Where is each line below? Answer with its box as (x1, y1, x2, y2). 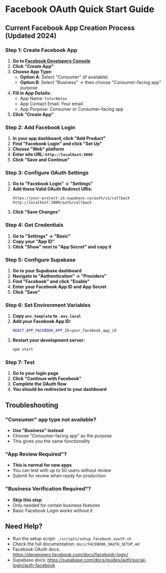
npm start (12, 347, 34, 352)
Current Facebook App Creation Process (5, 24, 135, 32)
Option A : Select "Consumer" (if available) (20, 74, 108, 80)
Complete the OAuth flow (12, 381, 67, 387)
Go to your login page (12, 370, 59, 376)
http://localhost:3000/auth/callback (12, 200, 92, 205)
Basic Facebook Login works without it (12, 507, 93, 514)
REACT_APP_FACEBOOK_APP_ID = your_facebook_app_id (12, 328, 117, 333)
